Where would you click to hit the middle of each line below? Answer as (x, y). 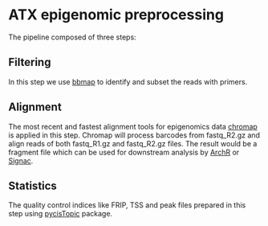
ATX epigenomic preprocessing (116, 15)
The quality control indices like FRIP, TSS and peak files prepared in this (127, 205)
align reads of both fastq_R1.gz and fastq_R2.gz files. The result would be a (133, 143)
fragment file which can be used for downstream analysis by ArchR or (124, 152)
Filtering (30, 62)
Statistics (33, 185)
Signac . (21, 160)
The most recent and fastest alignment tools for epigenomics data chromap (133, 126)
